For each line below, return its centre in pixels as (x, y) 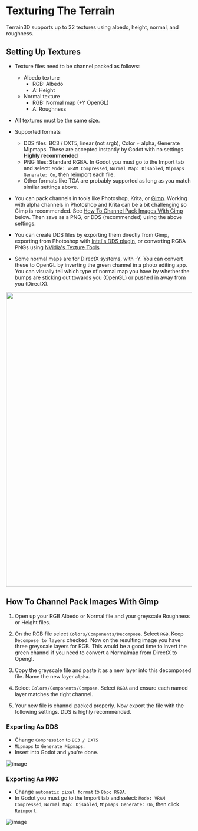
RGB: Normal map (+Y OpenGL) (70, 102)
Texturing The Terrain (60, 11)
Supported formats (37, 131)
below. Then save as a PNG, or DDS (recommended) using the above (98, 217)
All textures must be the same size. (57, 120)
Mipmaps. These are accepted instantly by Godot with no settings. (104, 149)
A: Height (44, 90)
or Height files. (33, 622)
